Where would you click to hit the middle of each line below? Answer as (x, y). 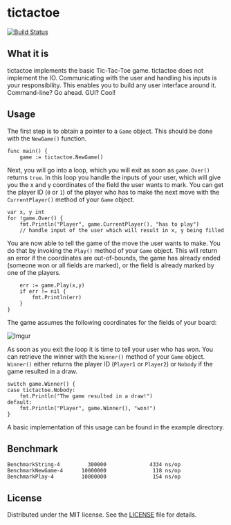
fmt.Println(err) (57, 297)
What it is (28, 54)
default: (20, 402)
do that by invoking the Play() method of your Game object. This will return (112, 250)
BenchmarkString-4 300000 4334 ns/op (94, 465)
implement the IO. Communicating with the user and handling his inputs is (112, 78)
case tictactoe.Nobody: (41, 390)
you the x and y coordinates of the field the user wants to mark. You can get (115, 184)
